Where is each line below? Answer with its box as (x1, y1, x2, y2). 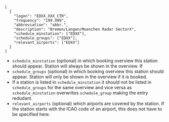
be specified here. (12, 111, 50, 117)
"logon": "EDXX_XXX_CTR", (14, 14, 69, 19)
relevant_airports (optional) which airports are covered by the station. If (12, 101, 164, 106)
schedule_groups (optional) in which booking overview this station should (12, 69, 164, 74)
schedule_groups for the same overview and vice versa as (12, 85, 132, 90)
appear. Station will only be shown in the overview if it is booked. (12, 74, 148, 80)
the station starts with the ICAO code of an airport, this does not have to (12, 106, 162, 112)
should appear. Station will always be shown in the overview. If (12, 63, 143, 69)
